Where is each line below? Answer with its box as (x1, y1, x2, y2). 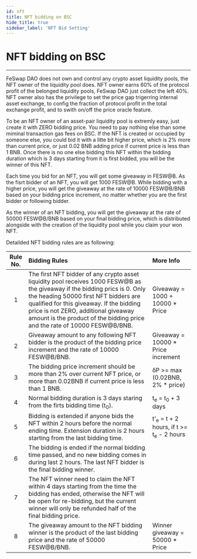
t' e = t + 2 (152, 415, 179, 424)
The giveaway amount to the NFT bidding (28, 521, 142, 530)
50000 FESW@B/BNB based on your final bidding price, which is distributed (6, 215, 191, 222)
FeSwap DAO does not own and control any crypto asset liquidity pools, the (6, 75, 189, 82)
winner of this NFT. (6, 161, 53, 168)
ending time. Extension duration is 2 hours (28, 426, 145, 435)
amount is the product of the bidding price (28, 314, 145, 323)
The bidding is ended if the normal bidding (28, 443, 145, 452)
